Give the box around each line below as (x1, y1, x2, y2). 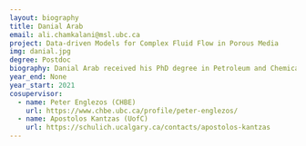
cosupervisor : (9, 89, 64, 98)
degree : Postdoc (9, 55, 71, 64)
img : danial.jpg (9, 47, 71, 56)
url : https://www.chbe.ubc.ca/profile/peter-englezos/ (25, 106, 239, 115)
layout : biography (9, 13, 79, 23)
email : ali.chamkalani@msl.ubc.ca (9, 30, 141, 39)
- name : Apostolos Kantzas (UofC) (17, 114, 148, 123)
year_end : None (9, 73, 67, 82)
